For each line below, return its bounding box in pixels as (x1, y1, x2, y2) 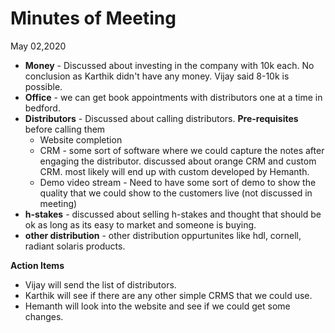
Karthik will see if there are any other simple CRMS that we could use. (24, 289, 313, 301)
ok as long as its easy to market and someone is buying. (24, 218, 257, 231)
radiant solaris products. (24, 240, 126, 252)
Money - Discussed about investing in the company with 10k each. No (24, 59, 315, 71)
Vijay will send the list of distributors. (24, 278, 177, 291)
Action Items (10, 259, 65, 271)
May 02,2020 (10, 40, 67, 52)
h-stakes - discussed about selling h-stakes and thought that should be (24, 208, 322, 220)
